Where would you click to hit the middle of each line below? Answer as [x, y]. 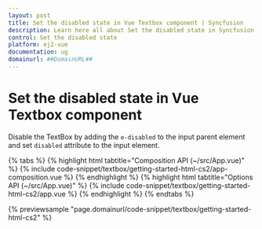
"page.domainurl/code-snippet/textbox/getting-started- [161, 209]
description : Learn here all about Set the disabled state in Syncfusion [131, 30]
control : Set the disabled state [63, 37]
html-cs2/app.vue [37, 194]
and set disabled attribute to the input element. [84, 145]
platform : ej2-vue [38, 45]
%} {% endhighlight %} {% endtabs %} [131, 194]
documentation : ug [38, 52]
